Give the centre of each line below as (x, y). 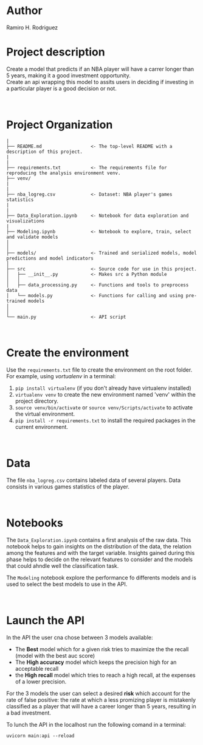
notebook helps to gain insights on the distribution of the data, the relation (99, 546)
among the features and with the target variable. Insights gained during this (101, 553)
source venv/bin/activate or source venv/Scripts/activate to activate (104, 407)
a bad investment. (29, 713)
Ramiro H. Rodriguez (32, 27)
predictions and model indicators (50, 258)
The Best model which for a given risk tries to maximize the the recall (102, 649)
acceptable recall (37, 668)
